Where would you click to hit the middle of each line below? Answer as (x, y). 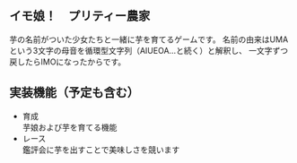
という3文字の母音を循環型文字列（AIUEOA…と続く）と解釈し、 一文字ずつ (149, 50)
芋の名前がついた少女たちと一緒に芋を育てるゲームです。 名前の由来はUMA (149, 39)
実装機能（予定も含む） (74, 93)
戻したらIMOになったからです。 (68, 62)
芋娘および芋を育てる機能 (70, 127)
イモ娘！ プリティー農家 (80, 16)
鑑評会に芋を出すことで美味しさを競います (101, 150)
